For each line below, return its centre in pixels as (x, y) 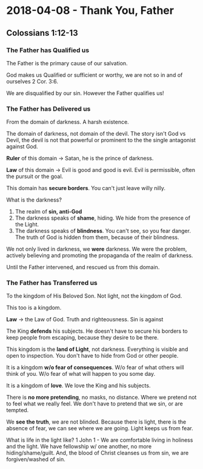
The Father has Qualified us (48, 50)
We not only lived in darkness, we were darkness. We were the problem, (97, 249)
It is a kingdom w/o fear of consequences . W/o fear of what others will (95, 367)
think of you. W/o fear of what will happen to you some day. (81, 374)
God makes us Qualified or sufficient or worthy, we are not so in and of (95, 75)
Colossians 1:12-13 (42, 33)
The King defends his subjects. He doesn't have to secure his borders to (97, 331)
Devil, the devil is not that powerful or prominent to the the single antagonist (101, 140)
